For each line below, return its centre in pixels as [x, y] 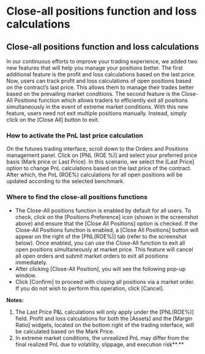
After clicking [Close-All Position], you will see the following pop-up [100, 269]
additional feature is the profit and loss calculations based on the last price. [101, 74]
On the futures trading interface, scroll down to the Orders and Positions [97, 149]
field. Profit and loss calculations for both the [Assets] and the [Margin [104, 318]
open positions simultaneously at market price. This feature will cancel [104, 249]
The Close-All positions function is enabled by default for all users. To [103, 210]
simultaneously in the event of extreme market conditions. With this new [97, 107]
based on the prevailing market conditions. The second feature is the [93, 94]
